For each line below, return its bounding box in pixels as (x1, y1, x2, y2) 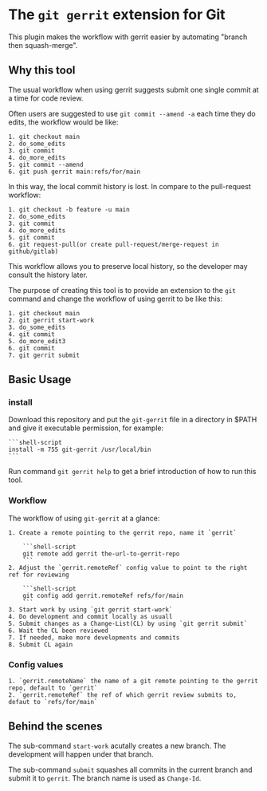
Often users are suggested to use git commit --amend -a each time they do (8, 109, 257, 118)
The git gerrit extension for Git (8, 6, 226, 24)
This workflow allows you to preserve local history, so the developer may (8, 261, 249, 271)
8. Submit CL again (8, 640, 73, 648)
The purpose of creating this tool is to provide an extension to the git (8, 285, 237, 295)
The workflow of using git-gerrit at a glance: (8, 513, 160, 523)
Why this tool (8, 64, 76, 77)
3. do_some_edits (8, 323, 66, 331)
